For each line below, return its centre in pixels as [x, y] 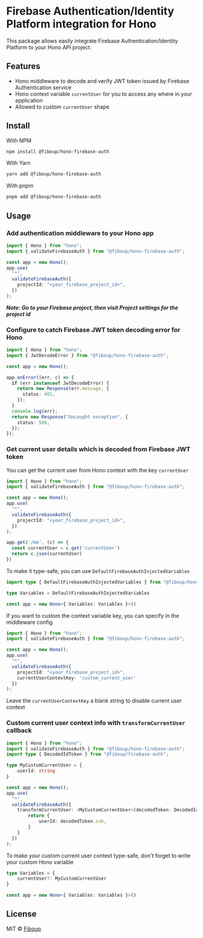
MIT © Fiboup [24, 928]
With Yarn [19, 163]
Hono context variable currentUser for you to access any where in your [103, 94]
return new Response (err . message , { [63, 389]
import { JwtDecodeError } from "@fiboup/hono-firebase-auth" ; [88, 355]
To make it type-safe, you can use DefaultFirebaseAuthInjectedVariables [98, 571]
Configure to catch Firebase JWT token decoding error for [93, 330]
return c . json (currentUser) [47, 554]
